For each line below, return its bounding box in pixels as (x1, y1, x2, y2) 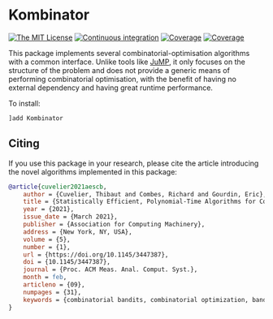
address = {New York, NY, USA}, (23, 227, 132, 236)
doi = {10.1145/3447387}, (23, 258, 111, 266)
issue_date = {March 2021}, (23, 213, 118, 221)
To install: (8, 98, 41, 108)
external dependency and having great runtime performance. (8, 83, 214, 93)
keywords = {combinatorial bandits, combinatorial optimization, (23, 295, 249, 304)
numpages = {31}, (23, 288, 82, 296)
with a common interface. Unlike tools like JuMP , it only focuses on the (8, 57, 245, 67)
